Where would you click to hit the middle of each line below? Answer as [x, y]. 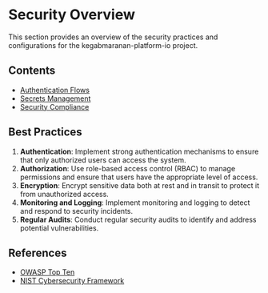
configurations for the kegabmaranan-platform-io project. [103, 45]
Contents [32, 71]
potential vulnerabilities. [59, 228]
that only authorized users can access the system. [103, 160]
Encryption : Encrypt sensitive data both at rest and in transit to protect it [140, 185]
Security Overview [72, 15]
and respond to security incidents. [76, 211]
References [38, 253]
